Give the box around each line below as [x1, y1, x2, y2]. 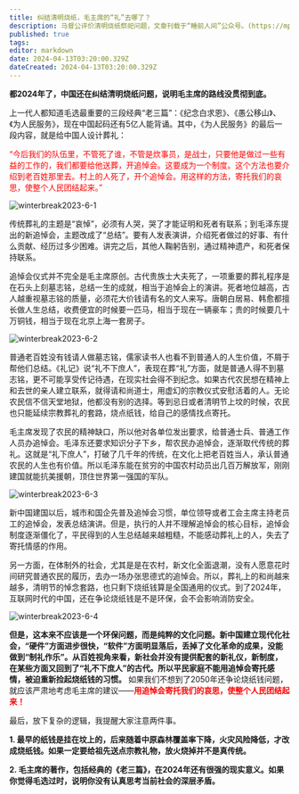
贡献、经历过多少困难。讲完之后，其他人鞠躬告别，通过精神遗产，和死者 [16, 240, 282, 251]
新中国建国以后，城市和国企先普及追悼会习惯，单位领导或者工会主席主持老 [9, 507, 282, 517]
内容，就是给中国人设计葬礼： [16, 129, 126, 140]
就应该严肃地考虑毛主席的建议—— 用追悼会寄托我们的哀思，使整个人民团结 [9, 684, 282, 696]
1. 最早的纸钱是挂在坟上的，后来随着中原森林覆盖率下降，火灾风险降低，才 [9, 733, 282, 745]
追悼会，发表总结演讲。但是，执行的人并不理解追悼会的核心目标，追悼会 [24, 518, 290, 529]
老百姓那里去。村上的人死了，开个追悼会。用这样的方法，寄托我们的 [24, 170, 274, 181]
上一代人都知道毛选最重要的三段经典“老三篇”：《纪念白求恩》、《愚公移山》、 [9, 107, 281, 118]
